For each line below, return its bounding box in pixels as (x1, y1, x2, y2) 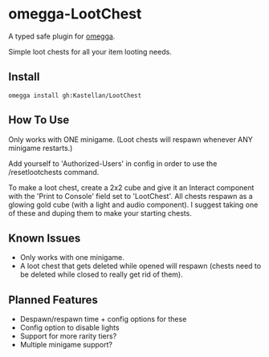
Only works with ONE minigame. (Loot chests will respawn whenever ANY (8, 134, 253, 144)
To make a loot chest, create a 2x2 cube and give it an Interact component (8, 182, 255, 193)
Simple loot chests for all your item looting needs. (8, 47, 173, 56)
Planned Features (8, 293, 99, 306)
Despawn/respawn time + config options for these (19, 314, 187, 324)
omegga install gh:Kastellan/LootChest (8, 91, 142, 99)
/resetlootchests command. (8, 167, 100, 176)
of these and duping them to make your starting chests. (8, 208, 193, 217)
